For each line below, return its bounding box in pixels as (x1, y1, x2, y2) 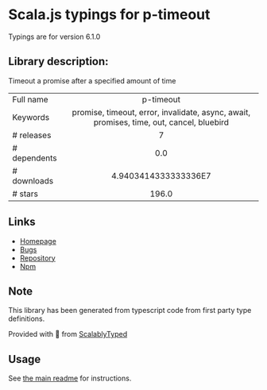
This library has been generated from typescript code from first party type (8, 306, 252, 315)
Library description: (8, 55, 109, 68)
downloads (12, 175, 54, 186)
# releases (12, 129, 52, 141)
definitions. (8, 314, 45, 323)
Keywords (12, 111, 50, 122)
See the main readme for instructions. (8, 373, 132, 383)
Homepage (19, 236, 57, 245)
